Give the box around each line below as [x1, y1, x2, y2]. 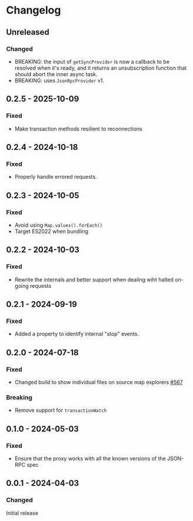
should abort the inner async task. [14, 70, 98, 77]
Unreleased [6, 27, 50, 37]
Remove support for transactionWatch [14, 407, 107, 414]
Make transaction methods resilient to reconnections [14, 125, 142, 132]
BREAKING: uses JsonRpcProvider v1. [14, 77, 105, 84]
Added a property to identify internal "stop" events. [14, 330, 139, 337]
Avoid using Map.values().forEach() [14, 221, 103, 228]
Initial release [6, 509, 38, 516]
